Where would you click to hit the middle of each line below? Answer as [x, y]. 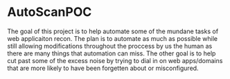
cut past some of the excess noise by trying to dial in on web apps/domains [115, 60]
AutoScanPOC [50, 12]
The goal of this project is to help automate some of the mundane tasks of [113, 31]
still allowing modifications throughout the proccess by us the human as [110, 46]
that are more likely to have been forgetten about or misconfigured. [103, 68]
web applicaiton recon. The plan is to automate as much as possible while [113, 38]
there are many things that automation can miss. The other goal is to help [112, 53]
